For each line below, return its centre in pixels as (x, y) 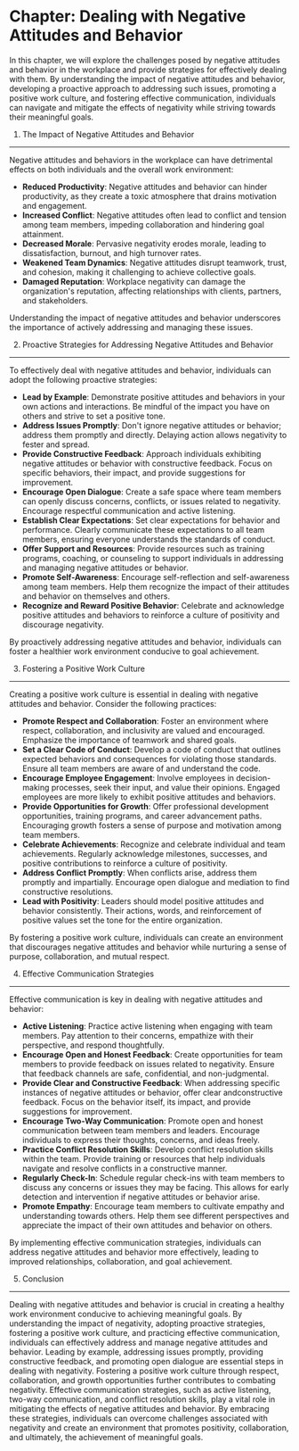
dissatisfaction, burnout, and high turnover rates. (112, 253)
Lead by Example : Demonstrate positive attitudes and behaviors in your (154, 397)
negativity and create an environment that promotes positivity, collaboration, (149, 1427)
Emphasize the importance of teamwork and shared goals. (129, 740)
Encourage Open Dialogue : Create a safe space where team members (152, 492)
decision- (253, 777)
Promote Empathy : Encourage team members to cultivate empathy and (153, 1206)
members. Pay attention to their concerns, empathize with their (137, 1035)
